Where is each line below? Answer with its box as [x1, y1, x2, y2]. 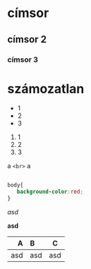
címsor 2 [7, 33, 47, 45]
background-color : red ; [16, 188, 83, 196]
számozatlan [7, 80, 85, 97]
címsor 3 [7, 55, 39, 65]
